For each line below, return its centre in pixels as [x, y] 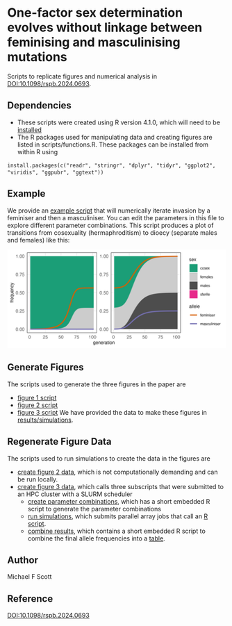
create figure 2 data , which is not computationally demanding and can [117, 472]
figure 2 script [38, 405]
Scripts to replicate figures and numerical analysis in [82, 76]
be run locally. [38, 479]
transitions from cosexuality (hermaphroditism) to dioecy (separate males [112, 232]
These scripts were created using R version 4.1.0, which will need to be [119, 122]
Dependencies [39, 106]
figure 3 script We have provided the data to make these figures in [112, 412]
